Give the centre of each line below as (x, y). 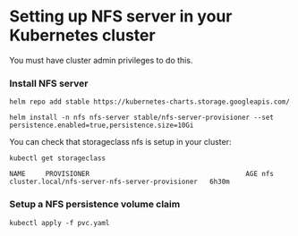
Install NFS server (49, 83)
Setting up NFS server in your (121, 17)
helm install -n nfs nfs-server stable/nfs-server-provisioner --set (142, 118)
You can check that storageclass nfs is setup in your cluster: (120, 142)
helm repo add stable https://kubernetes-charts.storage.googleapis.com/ (150, 102)
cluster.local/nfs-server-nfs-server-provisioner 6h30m (119, 182)
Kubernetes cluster (82, 35)
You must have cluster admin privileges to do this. (101, 60)
